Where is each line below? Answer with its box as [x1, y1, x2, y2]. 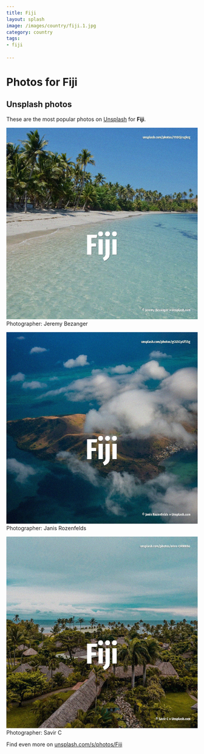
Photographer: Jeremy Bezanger [6, 320, 88, 327]
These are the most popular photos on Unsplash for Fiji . [6, 116, 146, 123]
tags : [6, 35, 20, 42]
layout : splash [6, 16, 45, 22]
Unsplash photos [6, 99, 72, 109]
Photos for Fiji [6, 75, 78, 89]
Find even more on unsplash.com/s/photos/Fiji [6, 741, 123, 748]
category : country [6, 29, 53, 35]
